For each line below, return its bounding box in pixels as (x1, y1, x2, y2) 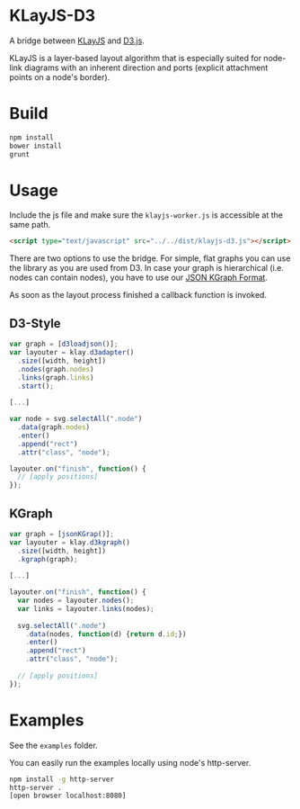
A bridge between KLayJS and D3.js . (9, 35, 146, 46)
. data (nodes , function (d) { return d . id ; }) (25, 629, 187, 639)
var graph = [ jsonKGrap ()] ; (9, 529, 115, 538)
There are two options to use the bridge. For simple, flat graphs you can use (9, 253, 291, 264)
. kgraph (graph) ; (17, 554, 78, 563)
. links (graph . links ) (17, 373, 94, 382)
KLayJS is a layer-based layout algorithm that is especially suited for (9, 52, 262, 63)
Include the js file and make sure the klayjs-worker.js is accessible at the (9, 210, 283, 220)
